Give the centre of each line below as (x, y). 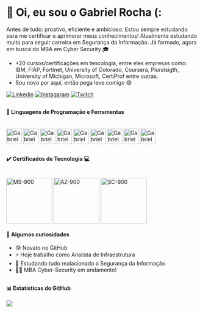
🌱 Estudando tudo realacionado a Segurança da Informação (90, 264)
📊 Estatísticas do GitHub (39, 288)
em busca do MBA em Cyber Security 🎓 (58, 49)
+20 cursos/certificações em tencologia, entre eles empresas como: (101, 63)
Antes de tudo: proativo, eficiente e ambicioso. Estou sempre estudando (97, 29)
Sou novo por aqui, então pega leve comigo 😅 (73, 82)
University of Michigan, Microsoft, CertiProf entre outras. (87, 76)
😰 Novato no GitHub (41, 248)
